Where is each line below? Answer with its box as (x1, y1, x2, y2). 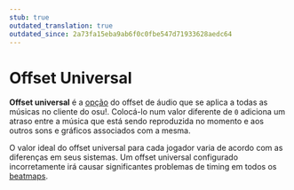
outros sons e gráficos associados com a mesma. (9, 125, 191, 136)
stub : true (9, 12, 50, 22)
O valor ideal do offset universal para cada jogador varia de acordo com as (9, 143, 283, 154)
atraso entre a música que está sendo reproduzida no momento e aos (9, 116, 265, 127)
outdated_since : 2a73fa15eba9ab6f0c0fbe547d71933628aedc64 (9, 29, 233, 38)
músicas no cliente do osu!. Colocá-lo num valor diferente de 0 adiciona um (9, 107, 286, 117)
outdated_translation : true (9, 21, 114, 30)
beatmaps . (9, 170, 49, 182)
